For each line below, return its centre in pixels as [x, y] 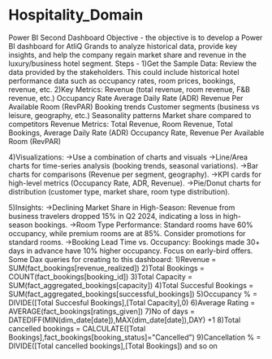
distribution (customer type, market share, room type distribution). [119, 191]
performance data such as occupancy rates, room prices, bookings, [122, 81]
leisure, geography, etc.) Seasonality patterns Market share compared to [130, 115]
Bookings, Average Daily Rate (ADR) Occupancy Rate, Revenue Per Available [136, 133]
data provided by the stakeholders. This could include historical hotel [124, 72]
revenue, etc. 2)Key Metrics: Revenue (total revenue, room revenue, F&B [129, 89]
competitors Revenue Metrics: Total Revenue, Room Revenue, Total [121, 124]
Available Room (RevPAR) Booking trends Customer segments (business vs [134, 107]
